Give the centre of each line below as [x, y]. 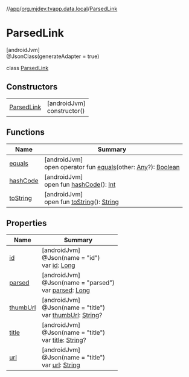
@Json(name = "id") [71, 258]
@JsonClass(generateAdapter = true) [53, 56]
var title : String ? [64, 340]
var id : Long [59, 265]
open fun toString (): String [82, 202]
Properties [27, 223]
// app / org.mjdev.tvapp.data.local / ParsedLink [62, 9]
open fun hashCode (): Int [80, 184]
